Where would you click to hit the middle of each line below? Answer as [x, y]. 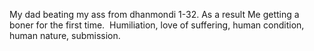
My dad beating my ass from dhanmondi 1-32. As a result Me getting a [154, 14]
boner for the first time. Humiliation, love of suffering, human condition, [157, 25]
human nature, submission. [65, 35]
